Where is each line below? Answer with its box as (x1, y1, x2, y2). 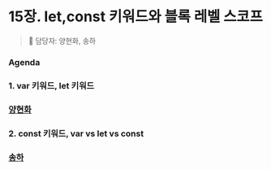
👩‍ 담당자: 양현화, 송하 (28, 36, 96, 46)
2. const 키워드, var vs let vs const (8, 128, 144, 139)
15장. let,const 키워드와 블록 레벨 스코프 (8, 7, 264, 26)
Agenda (8, 56, 41, 68)
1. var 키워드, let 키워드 (8, 80, 95, 91)
